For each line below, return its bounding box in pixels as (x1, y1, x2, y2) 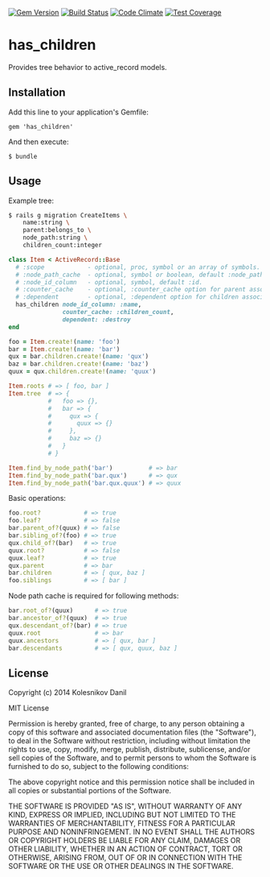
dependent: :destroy (62, 315, 131, 324)
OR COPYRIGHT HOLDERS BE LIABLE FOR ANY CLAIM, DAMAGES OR (8, 836, 241, 846)
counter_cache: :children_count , (62, 308, 174, 316)
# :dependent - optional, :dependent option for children (15, 293, 239, 301)
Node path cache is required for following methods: (8, 591, 179, 601)
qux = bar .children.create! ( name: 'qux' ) (8, 353, 149, 361)
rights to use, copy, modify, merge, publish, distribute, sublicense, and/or (8, 745, 251, 755)
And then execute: (8, 137, 69, 147)
